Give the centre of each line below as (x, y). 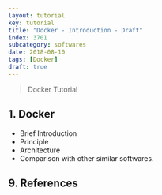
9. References (43, 183)
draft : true (28, 67)
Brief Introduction (48, 133)
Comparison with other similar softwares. (87, 158)
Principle (34, 141)
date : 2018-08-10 (37, 52)
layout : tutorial (37, 15)
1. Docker (32, 114)
